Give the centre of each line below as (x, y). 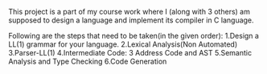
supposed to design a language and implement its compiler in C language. (131, 20)
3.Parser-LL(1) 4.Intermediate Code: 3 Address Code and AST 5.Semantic (130, 53)
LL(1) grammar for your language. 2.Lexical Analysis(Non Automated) (123, 44)
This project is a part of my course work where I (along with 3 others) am (129, 12)
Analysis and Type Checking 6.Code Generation (88, 61)
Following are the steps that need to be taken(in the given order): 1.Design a (134, 36)
